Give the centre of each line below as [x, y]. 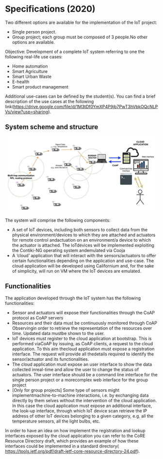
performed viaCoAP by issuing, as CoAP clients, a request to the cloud [82, 343]
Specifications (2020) [50, 9]
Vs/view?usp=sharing [27, 112]
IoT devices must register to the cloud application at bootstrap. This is [82, 338]
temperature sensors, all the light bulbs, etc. [56, 421]
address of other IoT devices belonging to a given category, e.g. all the [83, 416]
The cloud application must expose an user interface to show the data [82, 364]
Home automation [30, 66]
